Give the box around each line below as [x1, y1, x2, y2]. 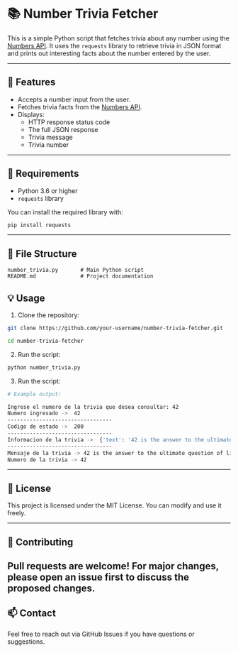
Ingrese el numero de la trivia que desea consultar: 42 [7, 403, 179, 410]
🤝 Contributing [7, 536, 74, 548]
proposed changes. [7, 583, 96, 595]
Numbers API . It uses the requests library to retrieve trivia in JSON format [7, 41, 222, 50]
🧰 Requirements [7, 168, 79, 180]
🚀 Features [7, 76, 56, 89]
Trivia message [28, 133, 73, 141]
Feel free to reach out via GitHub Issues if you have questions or [7, 630, 195, 638]
